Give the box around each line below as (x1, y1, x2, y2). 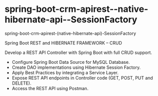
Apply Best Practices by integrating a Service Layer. (11, 69, 119, 75)
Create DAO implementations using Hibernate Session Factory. (11, 64, 141, 70)
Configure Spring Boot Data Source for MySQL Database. (11, 59, 130, 65)
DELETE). (11, 80, 32, 86)
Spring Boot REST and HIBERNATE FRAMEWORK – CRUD (4, 40, 123, 46)
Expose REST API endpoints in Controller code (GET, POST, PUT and (11, 75, 153, 81)
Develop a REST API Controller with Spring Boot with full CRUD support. (4, 49, 153, 55)
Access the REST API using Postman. (11, 85, 89, 91)
